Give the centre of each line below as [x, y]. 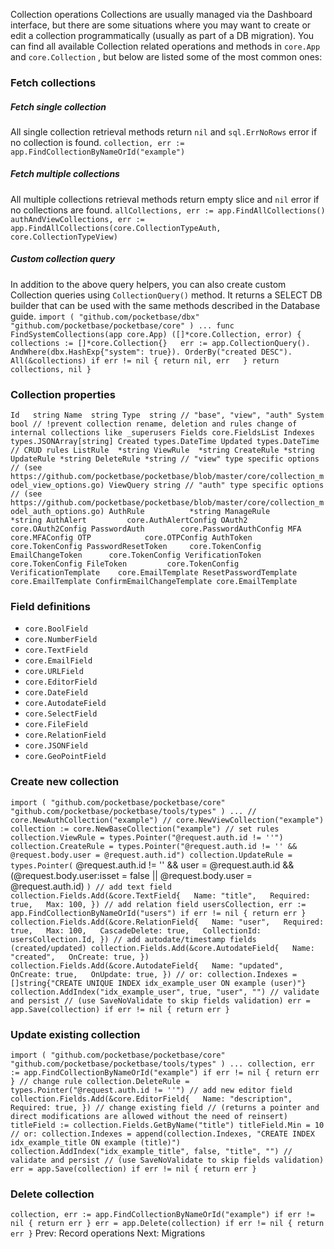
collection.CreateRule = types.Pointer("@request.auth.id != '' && [154, 846]
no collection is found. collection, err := [97, 142]
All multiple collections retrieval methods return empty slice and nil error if [165, 199]
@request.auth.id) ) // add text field [91, 886]
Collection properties [63, 394]
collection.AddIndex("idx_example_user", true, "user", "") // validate [165, 992]
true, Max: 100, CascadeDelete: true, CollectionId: [136, 930]
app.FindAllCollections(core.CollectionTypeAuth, [116, 228]
